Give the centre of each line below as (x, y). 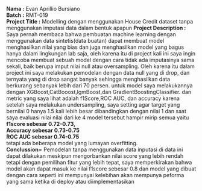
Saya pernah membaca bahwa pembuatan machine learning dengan (91, 34)
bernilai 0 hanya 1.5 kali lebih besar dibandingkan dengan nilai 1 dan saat (96, 111)
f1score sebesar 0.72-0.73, (41, 124)
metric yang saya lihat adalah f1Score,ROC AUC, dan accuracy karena (93, 98)
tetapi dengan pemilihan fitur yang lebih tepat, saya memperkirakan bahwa (99, 162)
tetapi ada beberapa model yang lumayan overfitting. (72, 143)
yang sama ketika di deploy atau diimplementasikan (70, 181)
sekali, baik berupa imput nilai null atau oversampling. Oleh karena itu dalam (100, 66)
